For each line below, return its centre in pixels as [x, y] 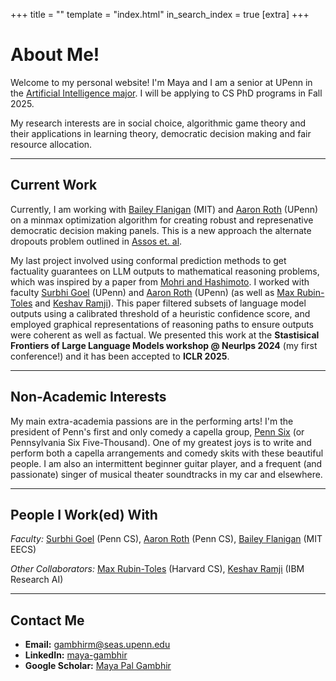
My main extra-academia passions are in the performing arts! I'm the [152, 421]
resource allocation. [51, 144]
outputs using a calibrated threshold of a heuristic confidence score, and [160, 313]
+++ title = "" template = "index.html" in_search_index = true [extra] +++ [160, 14]
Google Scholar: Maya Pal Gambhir [98, 666]
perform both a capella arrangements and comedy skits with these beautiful [167, 453]
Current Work [54, 185]
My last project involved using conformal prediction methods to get [148, 260]
